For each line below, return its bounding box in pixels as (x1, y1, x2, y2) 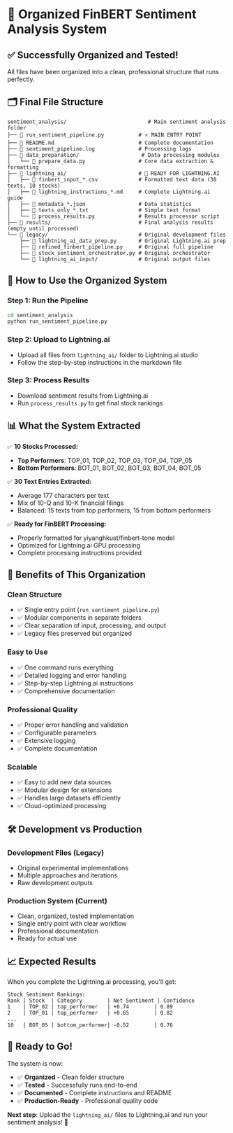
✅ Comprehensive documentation (17, 686, 115, 695)
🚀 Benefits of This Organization (7, 569, 146, 581)
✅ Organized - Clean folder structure (17, 1073, 125, 1081)
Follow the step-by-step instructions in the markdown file (17, 358, 182, 366)
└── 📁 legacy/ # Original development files (7, 231, 227, 238)
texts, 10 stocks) (7, 182, 61, 189)
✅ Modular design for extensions (17, 786, 113, 794)
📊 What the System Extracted (7, 420, 141, 432)
